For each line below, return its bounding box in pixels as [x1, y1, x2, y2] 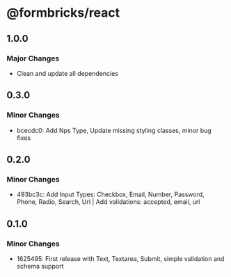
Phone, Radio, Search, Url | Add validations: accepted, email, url [16, 198, 200, 206]
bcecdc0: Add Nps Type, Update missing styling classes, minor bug [16, 126, 212, 134]
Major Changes [6, 54, 60, 63]
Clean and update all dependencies [16, 69, 119, 77]
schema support [16, 262, 64, 270]
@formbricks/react [6, 5, 120, 21]
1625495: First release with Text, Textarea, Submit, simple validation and [16, 254, 225, 262]
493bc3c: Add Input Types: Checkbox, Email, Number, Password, [16, 190, 205, 199]
